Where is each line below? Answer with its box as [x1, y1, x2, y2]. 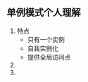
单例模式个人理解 [6, 6, 81, 19]
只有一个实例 [27, 35, 65, 43]
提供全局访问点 [27, 53, 71, 61]
